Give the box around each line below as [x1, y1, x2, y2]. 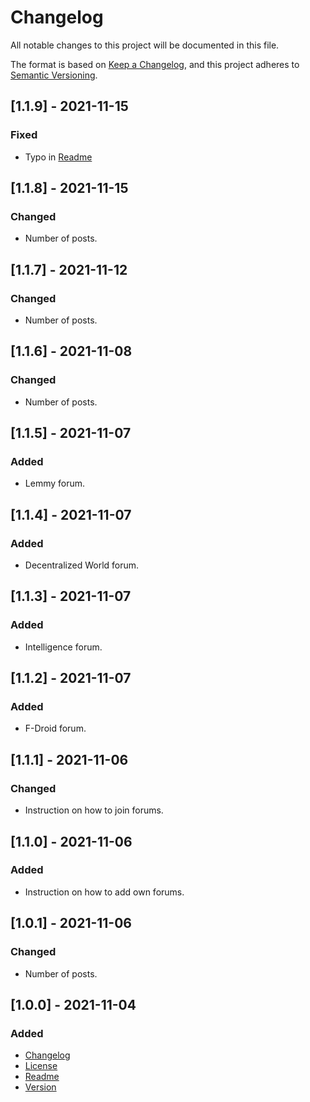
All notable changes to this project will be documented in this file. [10, 39, 280, 51]
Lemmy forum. [24, 477, 86, 490]
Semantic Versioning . [10, 69, 98, 81]
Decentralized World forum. [24, 559, 140, 571]
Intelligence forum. [24, 641, 103, 653]
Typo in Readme [24, 151, 93, 163]
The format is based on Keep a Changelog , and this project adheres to [10, 58, 300, 70]
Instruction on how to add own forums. [24, 886, 185, 898]
